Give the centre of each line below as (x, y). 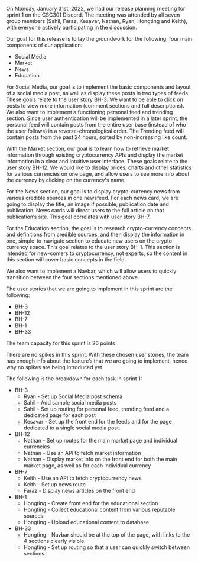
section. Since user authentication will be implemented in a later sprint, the (97, 118)
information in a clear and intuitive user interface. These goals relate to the (97, 161)
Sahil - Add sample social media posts (70, 403)
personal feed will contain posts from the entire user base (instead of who (96, 125)
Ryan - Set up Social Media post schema (73, 396)
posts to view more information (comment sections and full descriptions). (95, 106)
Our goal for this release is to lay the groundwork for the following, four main (99, 39)
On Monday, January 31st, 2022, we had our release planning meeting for (96, 9)
